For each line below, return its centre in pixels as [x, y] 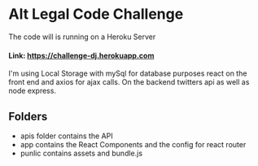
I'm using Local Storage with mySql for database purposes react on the [128, 73]
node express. [33, 91]
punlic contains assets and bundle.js [81, 153]
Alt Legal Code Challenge [96, 14]
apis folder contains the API [66, 136]
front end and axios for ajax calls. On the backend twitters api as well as [129, 82]
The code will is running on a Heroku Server [82, 37]
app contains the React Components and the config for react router [133, 144]
